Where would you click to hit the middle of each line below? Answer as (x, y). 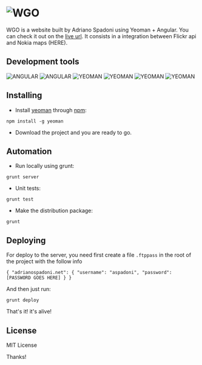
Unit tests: (28, 189)
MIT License (22, 345)
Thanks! (16, 357)
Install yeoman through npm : (51, 110)
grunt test (20, 199)
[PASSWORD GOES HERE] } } (39, 278)
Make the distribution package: (54, 211)
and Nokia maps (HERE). (37, 42)
